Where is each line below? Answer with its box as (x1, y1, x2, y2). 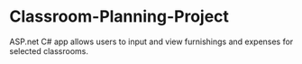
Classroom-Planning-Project (9, 6, 230, 27)
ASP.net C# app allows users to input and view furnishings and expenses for (9, 36, 294, 47)
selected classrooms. (9, 45, 88, 56)
